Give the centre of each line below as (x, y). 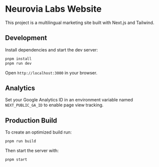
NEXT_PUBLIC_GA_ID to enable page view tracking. (54, 105)
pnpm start (16, 160)
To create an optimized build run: (39, 132)
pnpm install (18, 59)
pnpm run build (21, 141)
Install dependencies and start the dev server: (52, 49)
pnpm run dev (18, 63)
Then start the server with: (32, 151)
